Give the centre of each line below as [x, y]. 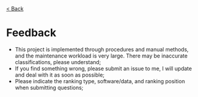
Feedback [31, 33]
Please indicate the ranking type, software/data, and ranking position [100, 81]
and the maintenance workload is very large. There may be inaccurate [101, 56]
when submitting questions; [49, 87]
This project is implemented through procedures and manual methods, [102, 49]
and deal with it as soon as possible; [60, 75]
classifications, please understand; [58, 62]
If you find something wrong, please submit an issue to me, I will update [103, 68]
